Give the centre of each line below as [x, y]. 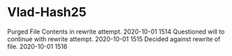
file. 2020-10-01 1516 [37, 46]
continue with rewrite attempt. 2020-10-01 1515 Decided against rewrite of [114, 38]
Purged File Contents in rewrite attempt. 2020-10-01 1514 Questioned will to [116, 31]
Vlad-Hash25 [47, 12]
